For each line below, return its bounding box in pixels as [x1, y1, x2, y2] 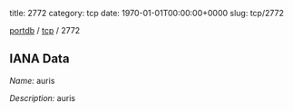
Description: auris [9, 92, 75, 103]
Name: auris [9, 75, 55, 86]
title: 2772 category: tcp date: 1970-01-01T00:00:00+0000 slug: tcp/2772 [9, 8, 284, 18]
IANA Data [9, 51, 70, 67]
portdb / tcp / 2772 [9, 25, 81, 35]
